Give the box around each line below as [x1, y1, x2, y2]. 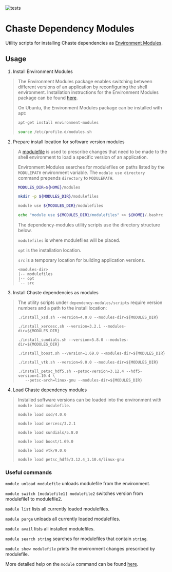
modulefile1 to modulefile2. [5, 496, 63, 502]
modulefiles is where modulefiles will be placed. [17, 237, 121, 243]
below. [17, 227, 32, 233]
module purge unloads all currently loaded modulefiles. [5, 516, 121, 522]
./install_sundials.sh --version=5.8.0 [17, 337, 104, 342]
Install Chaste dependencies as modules [12, 290, 99, 295]
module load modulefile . [17, 402, 70, 408]
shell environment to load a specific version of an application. [17, 154, 148, 160]
